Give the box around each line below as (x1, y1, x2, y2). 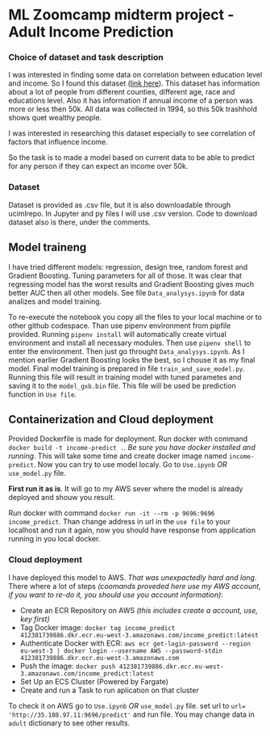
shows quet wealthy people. (8, 113, 102, 123)
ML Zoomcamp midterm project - (8, 6, 235, 24)
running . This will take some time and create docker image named (8, 451, 227, 461)
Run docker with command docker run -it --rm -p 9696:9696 (8, 508, 215, 518)
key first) (19, 614, 50, 624)
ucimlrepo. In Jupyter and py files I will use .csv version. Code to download (8, 208, 258, 218)
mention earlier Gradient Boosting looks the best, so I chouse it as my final (8, 355, 255, 364)
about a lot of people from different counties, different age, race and (8, 87, 235, 97)
